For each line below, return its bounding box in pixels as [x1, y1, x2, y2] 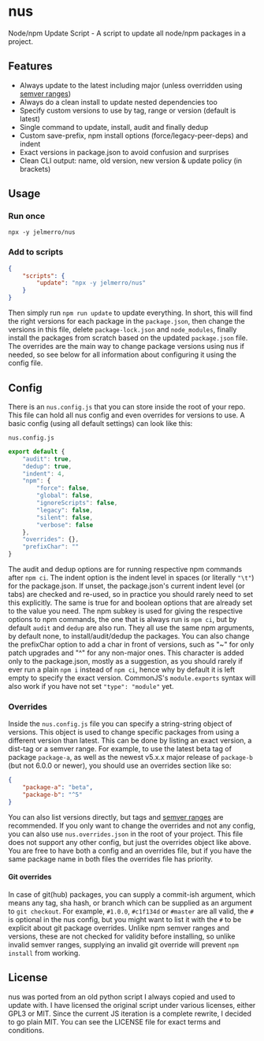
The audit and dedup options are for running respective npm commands [8, 565, 243, 574]
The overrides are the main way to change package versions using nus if [8, 342, 245, 351]
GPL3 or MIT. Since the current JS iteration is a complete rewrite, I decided [8, 1009, 252, 1018]
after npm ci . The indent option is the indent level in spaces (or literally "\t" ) [8, 573, 255, 583]
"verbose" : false [36, 520, 93, 529]
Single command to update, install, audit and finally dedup [19, 122, 209, 132]
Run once [8, 211, 46, 222]
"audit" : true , [22, 455, 73, 463]
